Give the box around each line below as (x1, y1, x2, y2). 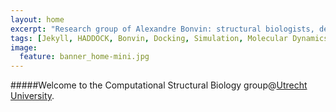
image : (10, 42, 38, 53)
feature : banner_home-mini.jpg (19, 52, 150, 62)
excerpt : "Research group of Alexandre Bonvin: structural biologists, (10, 24, 315, 34)
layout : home (10, 14, 65, 25)
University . (10, 90, 55, 102)
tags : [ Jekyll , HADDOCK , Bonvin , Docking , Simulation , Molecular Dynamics (10, 33, 329, 43)
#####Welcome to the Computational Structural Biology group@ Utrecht (10, 79, 308, 91)
